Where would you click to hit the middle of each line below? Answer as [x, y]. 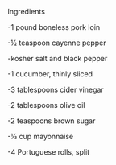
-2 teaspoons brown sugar [52, 121]
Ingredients [27, 12]
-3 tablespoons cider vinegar [56, 89]
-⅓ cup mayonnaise [41, 136]
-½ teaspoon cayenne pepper [57, 43]
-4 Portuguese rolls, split [49, 152]
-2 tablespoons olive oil [46, 105]
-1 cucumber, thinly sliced [50, 74]
